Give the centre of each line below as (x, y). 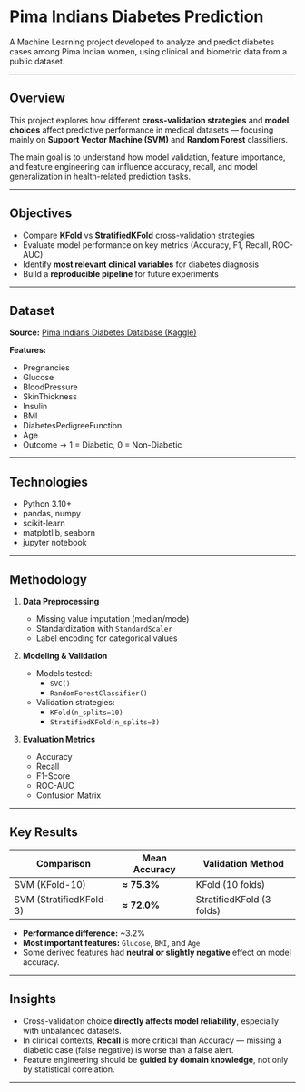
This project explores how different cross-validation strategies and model (149, 120)
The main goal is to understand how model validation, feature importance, (148, 157)
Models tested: (64, 673)
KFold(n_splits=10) (87, 713)
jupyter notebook (54, 543)
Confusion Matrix (69, 795)
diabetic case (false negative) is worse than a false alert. (128, 1049)
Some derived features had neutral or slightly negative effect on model (157, 952)
